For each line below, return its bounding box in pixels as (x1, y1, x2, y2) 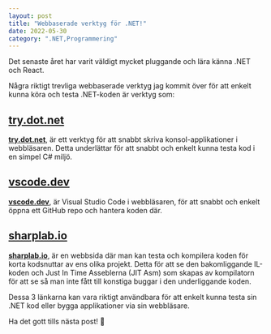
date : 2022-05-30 (8, 27, 67, 35)
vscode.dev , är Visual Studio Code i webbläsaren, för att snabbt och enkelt (8, 196, 260, 207)
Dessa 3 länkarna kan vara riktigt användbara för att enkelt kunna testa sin (8, 292, 257, 302)
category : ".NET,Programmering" (8, 34, 118, 43)
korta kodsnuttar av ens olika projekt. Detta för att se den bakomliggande (8, 259, 253, 268)
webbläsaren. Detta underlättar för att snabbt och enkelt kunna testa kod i (8, 143, 256, 153)
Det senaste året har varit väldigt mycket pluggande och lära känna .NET (8, 57, 252, 66)
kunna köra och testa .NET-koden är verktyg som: (8, 90, 175, 100)
